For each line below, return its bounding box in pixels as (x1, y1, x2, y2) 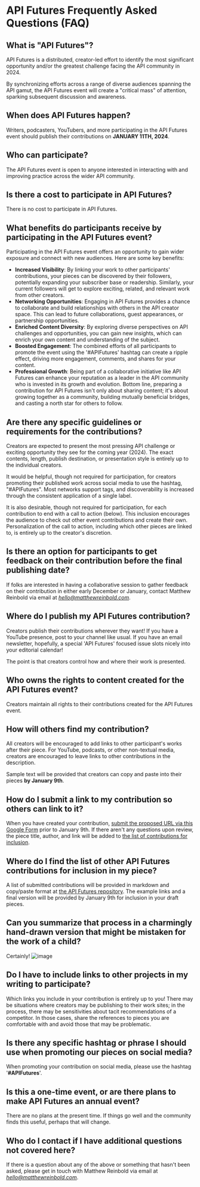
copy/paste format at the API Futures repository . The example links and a (6, 888, 186, 895)
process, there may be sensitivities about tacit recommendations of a (6, 1007, 177, 1015)
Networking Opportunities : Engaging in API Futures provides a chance (14, 298, 190, 305)
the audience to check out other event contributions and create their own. (6, 516, 188, 524)
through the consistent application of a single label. (6, 492, 133, 499)
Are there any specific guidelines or (6, 417, 142, 427)
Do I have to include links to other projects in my (6, 970, 189, 980)
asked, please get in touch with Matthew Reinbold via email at (6, 1167, 158, 1174)
